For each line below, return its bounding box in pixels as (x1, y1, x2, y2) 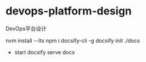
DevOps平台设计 (5, 25, 47, 32)
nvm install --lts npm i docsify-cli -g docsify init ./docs (5, 37, 141, 44)
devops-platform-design (5, 4, 132, 18)
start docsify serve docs (14, 48, 75, 55)
